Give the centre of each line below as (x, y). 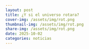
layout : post (19, 10)
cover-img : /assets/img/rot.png (40, 19)
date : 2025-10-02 (24, 34)
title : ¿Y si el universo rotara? (42, 15)
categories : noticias (29, 39)
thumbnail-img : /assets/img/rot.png (44, 24)
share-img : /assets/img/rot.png (40, 29)
